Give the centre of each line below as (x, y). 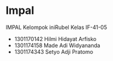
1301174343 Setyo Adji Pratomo (54, 51)
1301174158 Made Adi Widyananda (57, 45)
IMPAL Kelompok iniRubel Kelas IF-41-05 (56, 27)
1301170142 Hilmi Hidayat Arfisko (55, 39)
